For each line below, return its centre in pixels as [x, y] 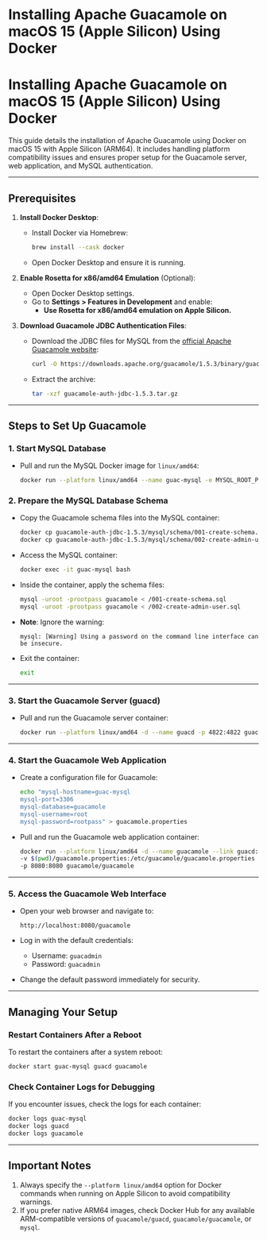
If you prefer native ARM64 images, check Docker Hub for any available [137, 1210]
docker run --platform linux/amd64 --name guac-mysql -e [116, 481]
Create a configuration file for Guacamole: [89, 778]
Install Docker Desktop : [59, 217]
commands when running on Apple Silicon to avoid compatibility [125, 1193]
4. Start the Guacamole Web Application [87, 760]
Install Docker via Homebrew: [80, 233]
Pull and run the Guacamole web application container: [110, 836]
